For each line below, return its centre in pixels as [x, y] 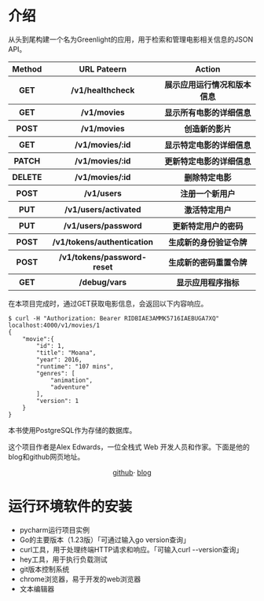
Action [208, 69]
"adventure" [70, 387]
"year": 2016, [59, 359]
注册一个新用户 [208, 193]
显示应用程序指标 [208, 282]
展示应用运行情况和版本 [208, 85]
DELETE [27, 177]
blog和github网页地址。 [46, 456]
